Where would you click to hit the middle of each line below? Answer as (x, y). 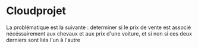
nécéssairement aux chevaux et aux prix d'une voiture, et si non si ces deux (99, 33)
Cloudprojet (36, 11)
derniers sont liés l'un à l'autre (43, 40)
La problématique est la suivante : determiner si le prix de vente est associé (99, 27)
